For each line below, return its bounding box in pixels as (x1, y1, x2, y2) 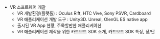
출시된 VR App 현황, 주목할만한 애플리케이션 (17, 22, 102, 28)
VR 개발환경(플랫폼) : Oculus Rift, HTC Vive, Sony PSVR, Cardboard (17, 10, 151, 16)
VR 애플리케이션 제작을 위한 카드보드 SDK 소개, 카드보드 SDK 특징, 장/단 (17, 29, 155, 34)
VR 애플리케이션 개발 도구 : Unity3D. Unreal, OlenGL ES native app (17, 17, 148, 22)
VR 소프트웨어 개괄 (9, 4, 46, 10)
